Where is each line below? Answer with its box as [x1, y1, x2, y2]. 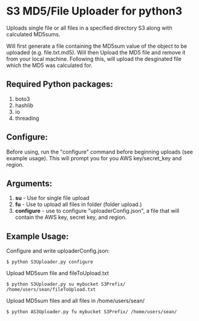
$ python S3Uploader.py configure [6, 259, 94, 265]
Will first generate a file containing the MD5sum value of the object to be [6, 42, 188, 50]
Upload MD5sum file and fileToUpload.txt [6, 270, 109, 277]
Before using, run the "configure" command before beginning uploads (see [6, 148, 194, 155]
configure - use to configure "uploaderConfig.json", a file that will [15, 207, 180, 215]
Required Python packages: [6, 79, 114, 89]
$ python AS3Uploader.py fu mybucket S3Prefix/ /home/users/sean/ [6, 309, 177, 315]
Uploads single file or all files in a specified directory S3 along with [6, 24, 172, 31]
